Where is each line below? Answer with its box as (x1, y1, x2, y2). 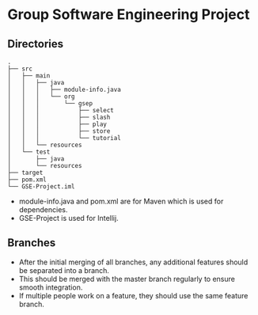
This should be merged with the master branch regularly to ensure (18, 274, 235, 283)
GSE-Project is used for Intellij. (18, 214, 120, 222)
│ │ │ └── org (7, 93, 76, 101)
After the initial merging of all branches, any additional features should (18, 257, 249, 267)
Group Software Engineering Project (7, 6, 250, 24)
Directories (7, 37, 64, 51)
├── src (7, 65, 33, 73)
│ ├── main (7, 72, 51, 80)
